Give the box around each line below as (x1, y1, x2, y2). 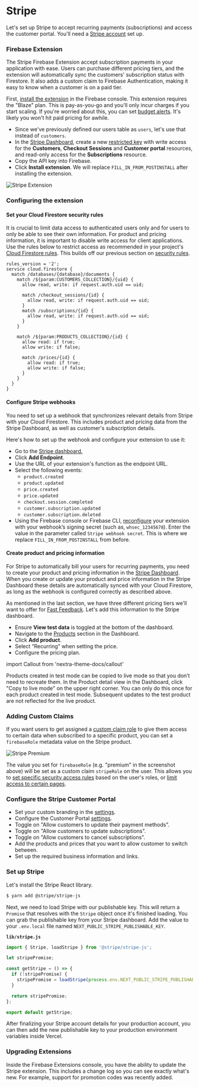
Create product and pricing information (6, 549, 105, 557)
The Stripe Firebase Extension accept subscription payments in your (6, 58, 174, 66)
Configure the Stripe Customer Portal (6, 795, 116, 803)
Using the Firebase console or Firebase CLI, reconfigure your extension (14, 517, 190, 524)
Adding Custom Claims (6, 712, 74, 720)
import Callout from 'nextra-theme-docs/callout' (6, 660, 124, 667)
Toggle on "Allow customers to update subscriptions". (14, 828, 146, 835)
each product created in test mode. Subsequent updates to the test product (6, 691, 191, 698)
